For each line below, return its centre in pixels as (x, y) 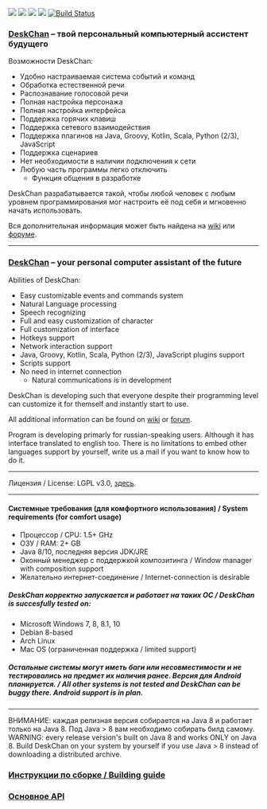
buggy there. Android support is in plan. (76, 693)
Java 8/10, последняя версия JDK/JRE (84, 551)
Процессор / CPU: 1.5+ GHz (66, 534)
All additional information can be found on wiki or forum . (100, 419)
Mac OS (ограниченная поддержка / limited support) (108, 649)
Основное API (37, 796)
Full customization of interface (70, 329)
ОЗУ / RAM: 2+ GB (50, 543)
